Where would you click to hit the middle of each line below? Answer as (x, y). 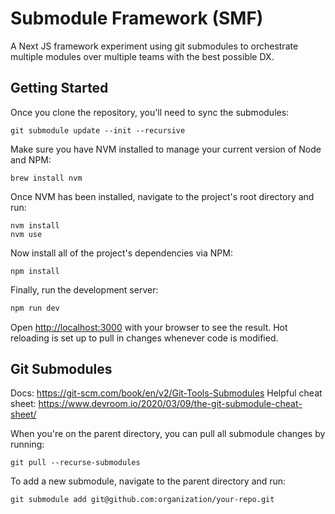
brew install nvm (46, 178)
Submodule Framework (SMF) (137, 18)
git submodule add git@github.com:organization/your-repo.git (142, 500)
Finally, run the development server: (84, 289)
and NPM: (31, 159)
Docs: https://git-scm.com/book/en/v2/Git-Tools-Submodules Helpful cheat (166, 393)
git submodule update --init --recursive (98, 130)
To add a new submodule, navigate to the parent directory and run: (148, 481)
